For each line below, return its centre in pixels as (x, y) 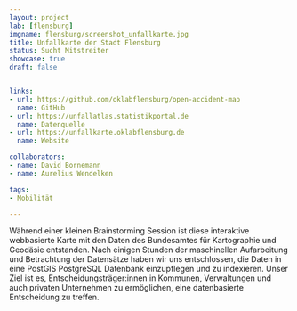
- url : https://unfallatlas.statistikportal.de (99, 116)
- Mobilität (31, 198)
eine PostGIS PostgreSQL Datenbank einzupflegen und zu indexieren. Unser (149, 269)
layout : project (39, 17)
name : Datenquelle (52, 124)
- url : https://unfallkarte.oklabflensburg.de (97, 133)
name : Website (43, 141)
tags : (19, 189)
